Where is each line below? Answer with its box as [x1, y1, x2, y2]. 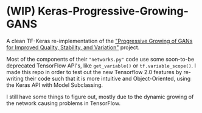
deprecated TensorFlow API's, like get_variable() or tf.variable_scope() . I [6, 62, 197, 69]
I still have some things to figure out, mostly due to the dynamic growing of [6, 93, 194, 100]
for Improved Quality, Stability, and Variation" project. [6, 44, 140, 51]
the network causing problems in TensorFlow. [6, 99, 120, 107]
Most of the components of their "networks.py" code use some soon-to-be [6, 55, 195, 63]
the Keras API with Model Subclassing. [6, 81, 103, 89]
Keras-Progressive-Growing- [37, 4, 189, 18]
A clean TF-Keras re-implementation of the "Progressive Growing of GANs [6, 37, 193, 44]
